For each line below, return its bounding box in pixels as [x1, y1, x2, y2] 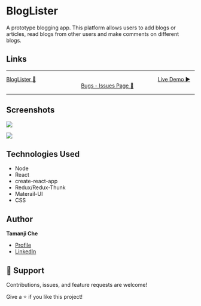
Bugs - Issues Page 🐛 [80, 82, 134, 89]
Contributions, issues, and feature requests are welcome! [6, 281, 148, 288]
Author [6, 214, 33, 224]
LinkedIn [14, 248, 36, 255]
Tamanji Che [6, 230, 38, 237]
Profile [14, 241, 32, 249]
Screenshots [6, 105, 55, 115]
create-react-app [14, 178, 58, 185]
